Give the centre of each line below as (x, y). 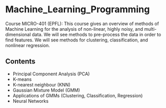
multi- (150, 29)
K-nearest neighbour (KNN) (41, 84)
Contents (20, 62)
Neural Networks (30, 101)
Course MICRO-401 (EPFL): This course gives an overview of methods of (82, 24)
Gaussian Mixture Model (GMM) (46, 90)
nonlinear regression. (28, 45)
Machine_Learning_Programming (78, 9)
